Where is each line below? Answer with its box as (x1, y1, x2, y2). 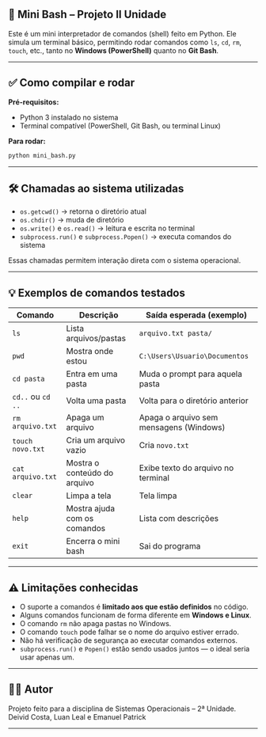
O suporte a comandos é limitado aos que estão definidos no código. (19, 602, 249, 611)
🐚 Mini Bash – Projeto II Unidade (8, 8, 167, 21)
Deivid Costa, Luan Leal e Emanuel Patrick (8, 712, 146, 721)
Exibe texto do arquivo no (139, 462, 234, 473)
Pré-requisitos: (8, 97, 59, 107)
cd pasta (12, 374, 45, 384)
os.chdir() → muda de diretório (19, 215, 124, 225)
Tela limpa (139, 490, 177, 501)
